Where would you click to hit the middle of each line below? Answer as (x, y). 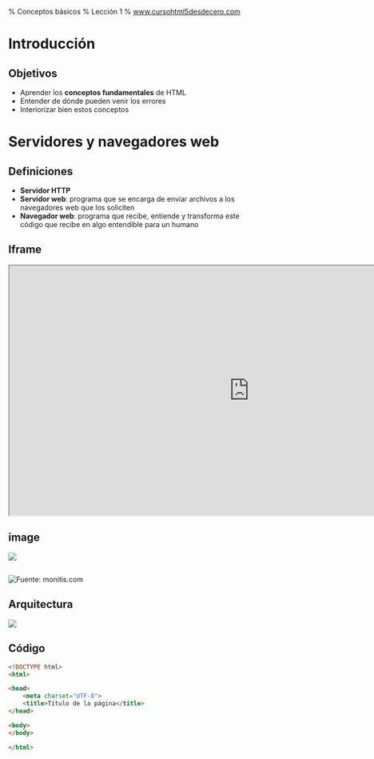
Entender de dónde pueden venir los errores (93, 101)
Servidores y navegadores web (114, 142)
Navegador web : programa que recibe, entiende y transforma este (129, 216)
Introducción (52, 44)
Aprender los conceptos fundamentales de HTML (103, 92)
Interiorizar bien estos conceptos (74, 110)
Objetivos (33, 73)
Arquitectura (41, 604)
